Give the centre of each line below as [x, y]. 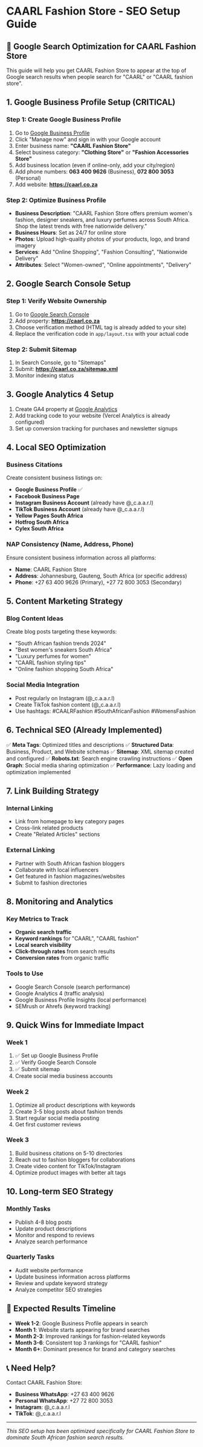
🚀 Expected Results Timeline [61, 1308]
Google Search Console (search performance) [72, 987]
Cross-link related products [49, 828]
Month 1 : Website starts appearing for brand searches [82, 1329]
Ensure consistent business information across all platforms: [81, 557]
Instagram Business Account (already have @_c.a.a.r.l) [84, 503]
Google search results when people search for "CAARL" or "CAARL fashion [100, 77]
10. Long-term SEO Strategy [60, 1191]
